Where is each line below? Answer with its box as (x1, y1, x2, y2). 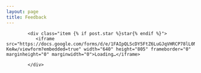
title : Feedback (6, 14, 47, 20)
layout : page (6, 8, 39, 15)
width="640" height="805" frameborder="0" (83, 46, 191, 52)
